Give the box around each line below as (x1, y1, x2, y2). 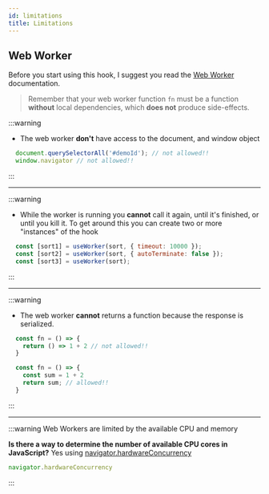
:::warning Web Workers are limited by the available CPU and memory (8, 423, 239, 433)
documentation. (8, 79, 61, 88)
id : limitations (8, 11, 62, 20)
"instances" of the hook (19, 227, 98, 237)
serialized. (19, 318, 54, 329)
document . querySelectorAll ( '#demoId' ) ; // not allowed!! (15, 149, 210, 157)
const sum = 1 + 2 (22, 371, 84, 379)
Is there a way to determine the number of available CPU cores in (8, 439, 228, 449)
